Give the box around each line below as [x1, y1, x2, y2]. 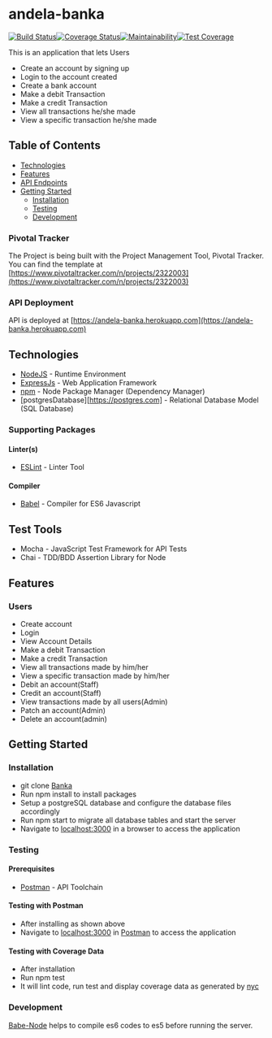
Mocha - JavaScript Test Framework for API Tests [19, 544, 188, 554]
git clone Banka [19, 780, 73, 790]
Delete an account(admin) [19, 714, 108, 723]
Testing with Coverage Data [8, 946, 104, 956]
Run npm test [19, 973, 65, 983]
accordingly [19, 806, 61, 816]
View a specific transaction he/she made [19, 115, 157, 124]
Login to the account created [19, 72, 118, 81]
